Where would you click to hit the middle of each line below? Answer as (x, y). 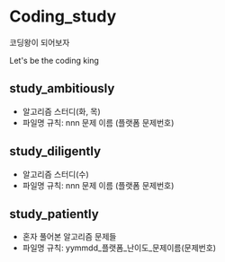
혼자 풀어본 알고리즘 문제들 (69, 237)
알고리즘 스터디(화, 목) (61, 111)
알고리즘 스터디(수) (55, 174)
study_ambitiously (62, 88)
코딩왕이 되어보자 (40, 42)
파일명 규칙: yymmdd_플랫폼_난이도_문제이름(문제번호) (119, 248)
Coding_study (63, 17)
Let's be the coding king (54, 60)
